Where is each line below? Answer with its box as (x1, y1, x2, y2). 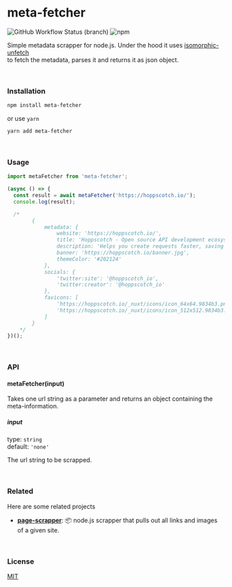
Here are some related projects (7, 502, 95, 510)
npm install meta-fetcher (7, 102, 81, 109)
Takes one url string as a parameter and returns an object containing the (7, 395, 213, 403)
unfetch (7, 48, 30, 57)
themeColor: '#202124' (56, 255, 122, 263)
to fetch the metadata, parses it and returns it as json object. (7, 55, 180, 63)
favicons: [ (43, 295, 79, 301)
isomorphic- (184, 41, 220, 49)
